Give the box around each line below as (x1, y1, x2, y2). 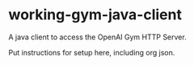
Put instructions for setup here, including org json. (8, 47, 175, 57)
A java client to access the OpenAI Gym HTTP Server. (8, 32, 188, 42)
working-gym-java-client (8, 6, 182, 24)
